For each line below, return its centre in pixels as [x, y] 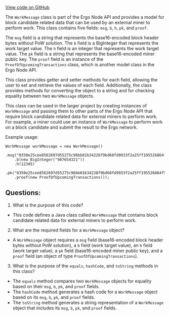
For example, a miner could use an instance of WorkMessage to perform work [84, 122]
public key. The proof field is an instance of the [54, 59]
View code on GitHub [27, 7]
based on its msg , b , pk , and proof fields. [54, 297]
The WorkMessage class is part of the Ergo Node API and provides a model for [85, 17]
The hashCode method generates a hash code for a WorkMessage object [85, 292]
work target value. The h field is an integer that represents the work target [82, 48]
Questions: [23, 193]
